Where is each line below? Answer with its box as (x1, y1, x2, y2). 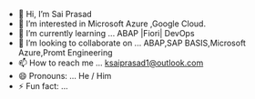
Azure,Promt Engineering (17, 47, 113, 58)
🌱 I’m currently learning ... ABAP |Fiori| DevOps (17, 28, 195, 38)
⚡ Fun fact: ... (17, 81, 68, 91)
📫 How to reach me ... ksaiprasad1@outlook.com (17, 57, 204, 68)
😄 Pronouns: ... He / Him (17, 71, 112, 81)
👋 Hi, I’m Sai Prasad (17, 9, 93, 19)
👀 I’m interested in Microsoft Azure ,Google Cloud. (17, 18, 207, 29)
